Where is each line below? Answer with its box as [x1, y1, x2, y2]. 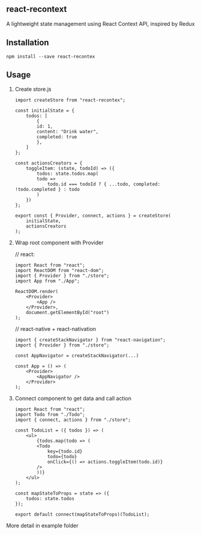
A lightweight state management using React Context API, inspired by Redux [6, 20, 195, 27]
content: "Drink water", [37, 128, 99, 135]
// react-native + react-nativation [14, 325, 97, 333]
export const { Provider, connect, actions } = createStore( [14, 213, 172, 219]
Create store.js [14, 86, 52, 93]
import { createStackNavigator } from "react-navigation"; [14, 337, 166, 343]
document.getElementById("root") [26, 310, 110, 316]
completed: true [37, 134, 77, 140]
